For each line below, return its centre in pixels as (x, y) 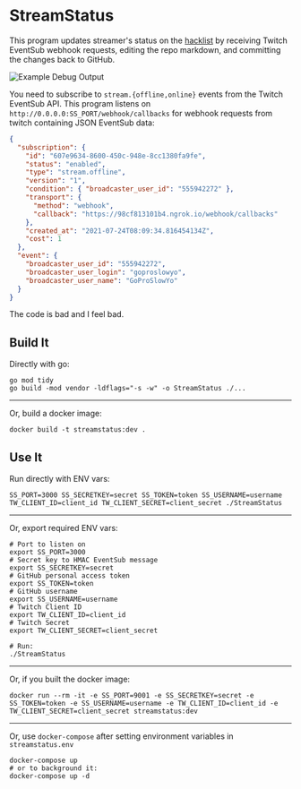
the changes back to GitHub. (62, 59)
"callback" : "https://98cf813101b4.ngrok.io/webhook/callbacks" (155, 214)
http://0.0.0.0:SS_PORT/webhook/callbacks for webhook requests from (141, 113)
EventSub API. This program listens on (80, 103)
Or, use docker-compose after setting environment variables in (122, 736)
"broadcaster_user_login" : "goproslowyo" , (106, 272)
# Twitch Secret (39, 623)
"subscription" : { (52, 147)
